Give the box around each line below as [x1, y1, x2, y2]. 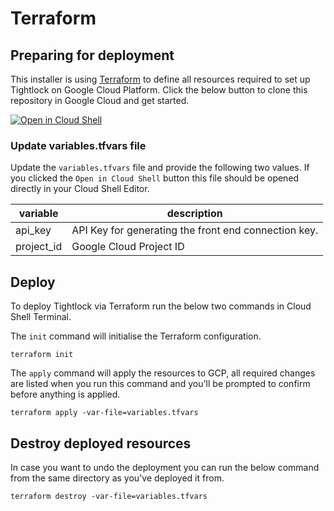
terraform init [10, 350, 74, 360]
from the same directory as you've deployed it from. [10, 472, 225, 484]
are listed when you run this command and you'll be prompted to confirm [10, 378, 311, 390]
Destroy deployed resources [10, 435, 192, 452]
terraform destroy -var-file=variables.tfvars [10, 491, 208, 501]
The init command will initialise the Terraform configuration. [10, 330, 262, 342]
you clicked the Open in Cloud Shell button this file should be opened [10, 172, 300, 184]
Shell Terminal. [10, 311, 72, 323]
